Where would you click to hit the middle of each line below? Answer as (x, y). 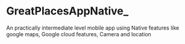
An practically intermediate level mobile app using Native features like (93, 28)
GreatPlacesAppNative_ (67, 11)
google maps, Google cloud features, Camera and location (79, 34)
